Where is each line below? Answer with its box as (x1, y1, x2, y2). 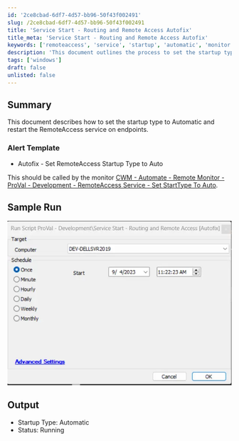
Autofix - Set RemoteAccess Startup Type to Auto (17, 159, 164, 167)
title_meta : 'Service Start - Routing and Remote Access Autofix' (7, 34, 208, 41)
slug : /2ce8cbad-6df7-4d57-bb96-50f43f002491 (7, 19, 144, 26)
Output (7, 399, 39, 411)
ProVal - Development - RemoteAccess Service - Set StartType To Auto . (7, 180, 218, 189)
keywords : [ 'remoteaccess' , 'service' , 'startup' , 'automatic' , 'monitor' (7, 41, 234, 49)
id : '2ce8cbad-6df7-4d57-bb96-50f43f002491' (7, 11, 142, 19)
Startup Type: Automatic (17, 417, 90, 427)
